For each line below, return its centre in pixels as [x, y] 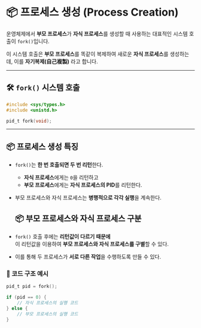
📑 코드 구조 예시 [28, 274]
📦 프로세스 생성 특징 [42, 146]
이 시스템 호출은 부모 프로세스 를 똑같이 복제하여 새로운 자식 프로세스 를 [87, 54]
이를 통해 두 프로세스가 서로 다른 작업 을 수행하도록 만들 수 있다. [88, 257]
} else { [17, 308]
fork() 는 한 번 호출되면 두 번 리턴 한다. [59, 165]
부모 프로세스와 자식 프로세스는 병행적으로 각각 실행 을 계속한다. [88, 198]
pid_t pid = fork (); [32, 287]
